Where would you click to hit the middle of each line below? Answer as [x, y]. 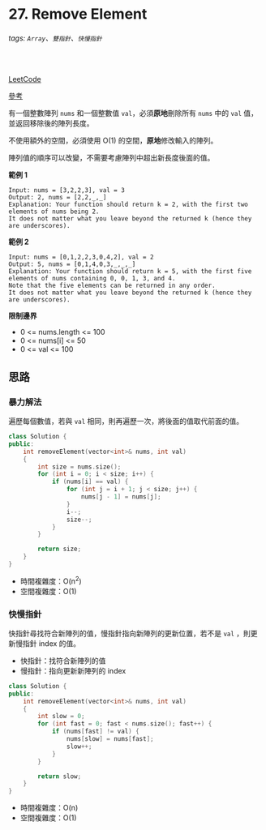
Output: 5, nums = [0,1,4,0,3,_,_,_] [72, 264]
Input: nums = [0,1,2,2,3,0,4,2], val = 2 [81, 257]
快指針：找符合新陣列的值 [63, 661]
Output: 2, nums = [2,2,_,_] [58, 198]
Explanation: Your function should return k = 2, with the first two [129, 205]
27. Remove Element [78, 14]
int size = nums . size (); [79, 467]
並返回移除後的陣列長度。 [51, 123]
